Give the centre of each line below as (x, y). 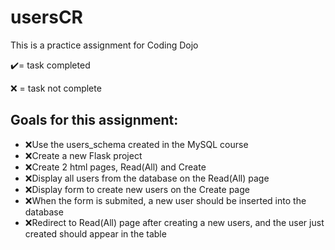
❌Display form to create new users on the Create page (137, 189)
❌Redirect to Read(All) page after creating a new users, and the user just (174, 222)
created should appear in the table (95, 233)
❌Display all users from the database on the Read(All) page (147, 178)
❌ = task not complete (56, 88)
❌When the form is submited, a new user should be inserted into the (165, 200)
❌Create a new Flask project (83, 155)
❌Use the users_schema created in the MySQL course (136, 144)
